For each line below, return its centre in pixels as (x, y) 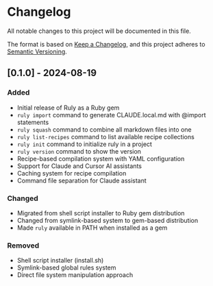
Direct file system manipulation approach (75, 275)
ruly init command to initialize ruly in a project (85, 144)
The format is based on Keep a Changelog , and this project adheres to (106, 44)
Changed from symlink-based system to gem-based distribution (108, 220)
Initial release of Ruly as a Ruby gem (68, 108)
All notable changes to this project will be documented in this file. (99, 31)
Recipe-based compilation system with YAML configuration (101, 158)
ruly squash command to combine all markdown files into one (104, 129)
